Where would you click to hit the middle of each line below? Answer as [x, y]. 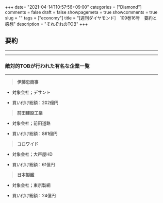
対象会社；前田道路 [31, 123]
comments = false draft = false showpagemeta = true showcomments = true [81, 12]
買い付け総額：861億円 [35, 134]
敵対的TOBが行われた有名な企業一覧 [47, 66]
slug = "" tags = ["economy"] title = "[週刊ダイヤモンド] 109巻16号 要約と [81, 18]
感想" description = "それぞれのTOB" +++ [47, 24]
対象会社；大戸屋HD [32, 154]
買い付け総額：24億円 [34, 196]
